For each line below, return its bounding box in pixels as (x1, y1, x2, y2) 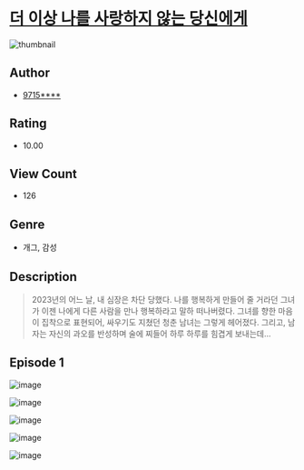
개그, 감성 (22, 242, 57, 253)
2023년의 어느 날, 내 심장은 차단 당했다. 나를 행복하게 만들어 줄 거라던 (31, 295, 279, 305)
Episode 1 (9, 355, 65, 371)
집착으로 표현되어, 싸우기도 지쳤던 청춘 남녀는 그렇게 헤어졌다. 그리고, (41, 317, 286, 327)
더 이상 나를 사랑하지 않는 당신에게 (9, 8, 248, 29)
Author (9, 65, 50, 81)
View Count (9, 165, 77, 182)
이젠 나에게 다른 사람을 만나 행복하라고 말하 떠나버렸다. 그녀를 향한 (41, 305, 277, 316)
